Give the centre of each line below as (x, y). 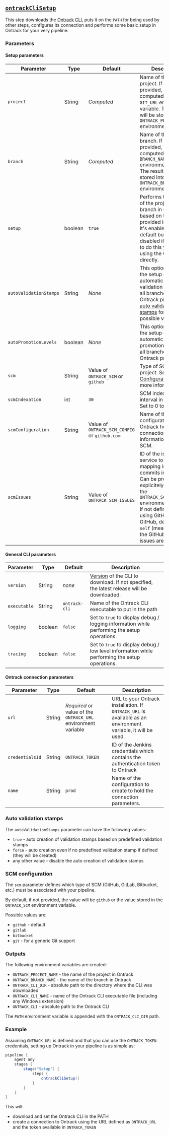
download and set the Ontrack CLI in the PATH (61, 1116)
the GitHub (152, 534)
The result (152, 171)
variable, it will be (132, 730)
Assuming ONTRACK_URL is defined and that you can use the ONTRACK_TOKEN (81, 1040)
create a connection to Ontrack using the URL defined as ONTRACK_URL (84, 1122)
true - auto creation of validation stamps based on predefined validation (87, 839)
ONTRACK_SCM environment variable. (41, 905)
